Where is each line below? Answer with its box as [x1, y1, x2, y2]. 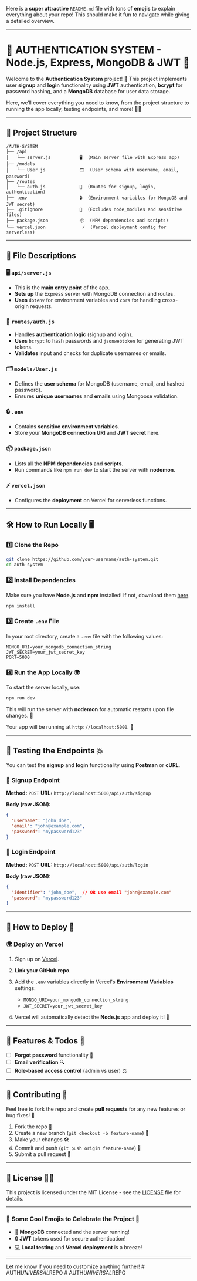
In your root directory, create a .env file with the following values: [6, 633, 163, 640]
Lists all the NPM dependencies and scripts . [14, 460, 124, 467]
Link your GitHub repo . [14, 966, 72, 974]
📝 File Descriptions [6, 251, 76, 261]
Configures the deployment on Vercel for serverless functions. [14, 496, 167, 503]
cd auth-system [6, 562, 43, 568]
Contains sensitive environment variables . [14, 423, 120, 430]
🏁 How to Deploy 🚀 [6, 922, 74, 932]
